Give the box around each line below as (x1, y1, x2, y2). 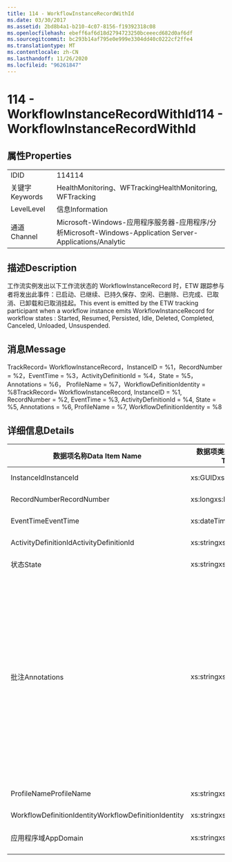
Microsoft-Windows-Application (63, 228, 171, 237)
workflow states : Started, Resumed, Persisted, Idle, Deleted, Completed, (7, 314, 215, 323)
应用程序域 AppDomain (10, 834, 84, 843)
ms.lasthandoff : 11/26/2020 (7, 55, 88, 62)
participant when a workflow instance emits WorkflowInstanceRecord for (7, 307, 215, 315)
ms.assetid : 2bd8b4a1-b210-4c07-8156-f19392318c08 (7, 23, 156, 30)
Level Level (10, 204, 46, 213)
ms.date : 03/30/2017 (7, 17, 67, 24)
